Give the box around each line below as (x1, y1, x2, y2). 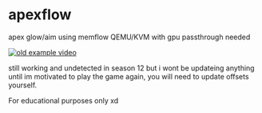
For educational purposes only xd (8, 95, 119, 105)
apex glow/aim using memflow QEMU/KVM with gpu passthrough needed (8, 32, 251, 42)
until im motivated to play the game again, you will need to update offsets (8, 71, 249, 81)
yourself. (8, 80, 38, 90)
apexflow (8, 6, 72, 24)
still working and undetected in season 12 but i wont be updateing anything (8, 63, 255, 73)
